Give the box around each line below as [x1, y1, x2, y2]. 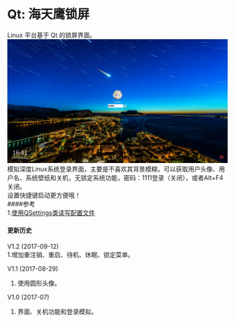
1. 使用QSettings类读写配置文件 [7, 209, 96, 217]
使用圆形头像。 [17, 279, 61, 287]
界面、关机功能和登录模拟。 [17, 307, 98, 316]
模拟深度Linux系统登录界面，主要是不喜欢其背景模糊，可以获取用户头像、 [7, 165, 219, 174]
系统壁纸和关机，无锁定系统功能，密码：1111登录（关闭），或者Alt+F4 [25, 174, 224, 182]
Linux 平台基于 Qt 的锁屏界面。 [7, 31, 97, 39]
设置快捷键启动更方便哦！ [7, 191, 81, 199]
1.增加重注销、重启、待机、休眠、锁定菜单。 [7, 250, 134, 259]
